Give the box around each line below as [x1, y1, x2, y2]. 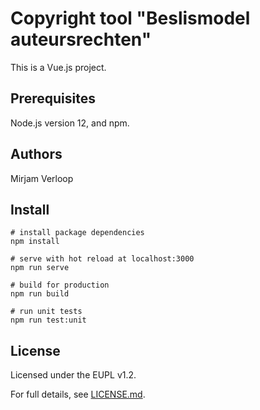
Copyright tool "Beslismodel [10, 7, 251, 30]
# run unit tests [10, 307, 83, 317]
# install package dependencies [10, 228, 145, 238]
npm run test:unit [10, 315, 87, 326]
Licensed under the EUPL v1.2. [10, 369, 137, 381]
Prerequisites [10, 90, 96, 107]
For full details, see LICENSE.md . [10, 388, 146, 401]
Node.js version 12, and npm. [10, 117, 130, 129]
